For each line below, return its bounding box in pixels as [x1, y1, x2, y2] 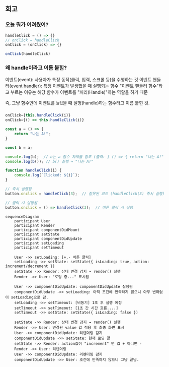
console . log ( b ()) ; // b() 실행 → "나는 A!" [5, 159, 94, 164]
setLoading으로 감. [11, 294, 49, 300]
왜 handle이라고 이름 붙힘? [5, 65, 67, 72]
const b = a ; [5, 145, 33, 150]
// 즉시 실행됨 [5, 187, 32, 192]
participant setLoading [14, 240, 64, 246]
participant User [14, 218, 51, 223]
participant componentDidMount [14, 227, 80, 232]
